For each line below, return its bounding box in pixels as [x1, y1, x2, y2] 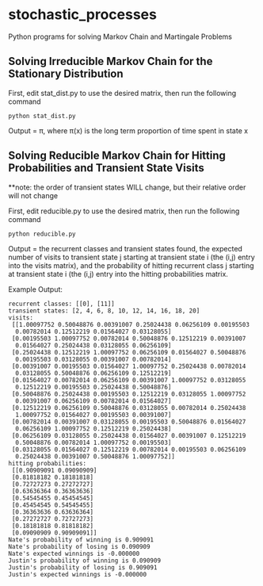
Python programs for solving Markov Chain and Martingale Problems [8, 32, 232, 41]
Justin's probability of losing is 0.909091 [8, 563, 158, 572]
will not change [8, 190, 58, 200]
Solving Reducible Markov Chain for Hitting [8, 149, 226, 163]
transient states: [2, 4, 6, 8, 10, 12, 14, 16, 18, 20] [8, 307, 200, 315]
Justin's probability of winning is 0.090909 [8, 557, 161, 565]
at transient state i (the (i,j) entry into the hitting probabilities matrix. [8, 269, 228, 278]
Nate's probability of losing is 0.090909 [8, 542, 151, 550]
